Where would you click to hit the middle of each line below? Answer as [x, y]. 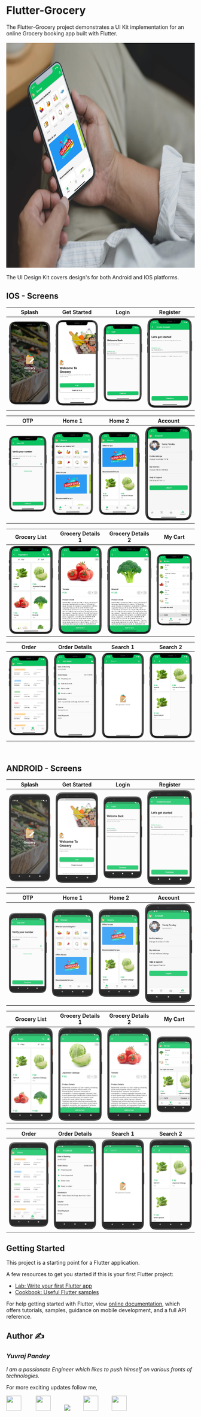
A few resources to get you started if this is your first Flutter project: [90, 1274]
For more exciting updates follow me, [52, 1387]
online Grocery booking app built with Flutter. [62, 33]
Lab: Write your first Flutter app [54, 1286]
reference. [19, 1317]
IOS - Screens [32, 296]
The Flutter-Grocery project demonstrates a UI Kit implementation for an [95, 27]
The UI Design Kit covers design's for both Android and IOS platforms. [93, 277]
